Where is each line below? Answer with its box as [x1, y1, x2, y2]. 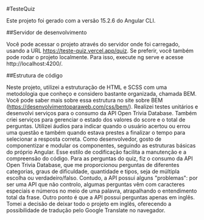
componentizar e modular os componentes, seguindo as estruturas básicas [6, 142, 196, 149]
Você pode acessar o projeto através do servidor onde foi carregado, [6, 41, 180, 48]
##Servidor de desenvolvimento [6, 29, 87, 36]
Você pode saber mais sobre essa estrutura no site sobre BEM [6, 97, 163, 104]
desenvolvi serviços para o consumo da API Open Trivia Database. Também [6, 110, 197, 116]
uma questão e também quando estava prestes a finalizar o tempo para [6, 129, 186, 136]
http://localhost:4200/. [6, 60, 63, 67]
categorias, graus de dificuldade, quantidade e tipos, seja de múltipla [6, 168, 180, 175]
